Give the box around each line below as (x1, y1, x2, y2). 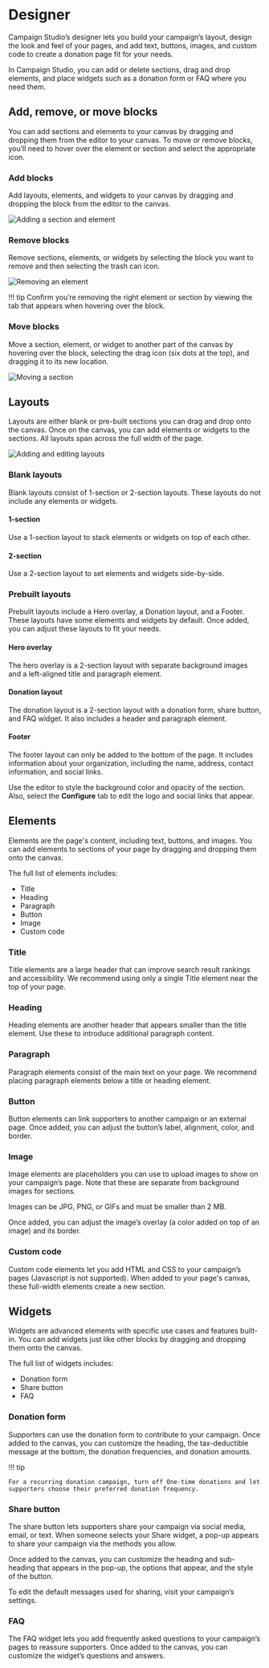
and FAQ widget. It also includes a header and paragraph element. (8, 713, 227, 723)
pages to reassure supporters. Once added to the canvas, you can (8, 1642, 228, 1652)
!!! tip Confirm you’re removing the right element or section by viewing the (8, 292, 253, 302)
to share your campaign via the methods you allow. (8, 1539, 177, 1548)
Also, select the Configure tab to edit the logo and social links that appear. (8, 791, 255, 801)
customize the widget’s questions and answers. (8, 1651, 165, 1661)
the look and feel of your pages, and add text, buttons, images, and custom (8, 40, 257, 50)
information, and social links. (8, 767, 104, 777)
